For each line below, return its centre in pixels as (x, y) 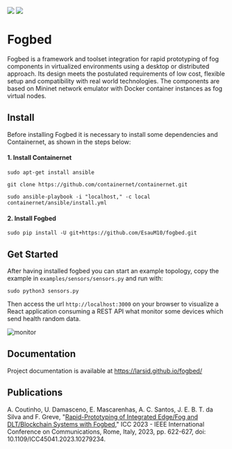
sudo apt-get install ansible (51, 172)
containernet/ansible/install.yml (57, 203)
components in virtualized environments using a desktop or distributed (108, 66)
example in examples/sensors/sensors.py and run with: (85, 278)
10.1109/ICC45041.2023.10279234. (57, 439)
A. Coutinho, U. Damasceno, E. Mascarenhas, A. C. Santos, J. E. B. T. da (110, 409)
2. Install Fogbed (32, 218)
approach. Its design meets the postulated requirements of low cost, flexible (116, 74)
